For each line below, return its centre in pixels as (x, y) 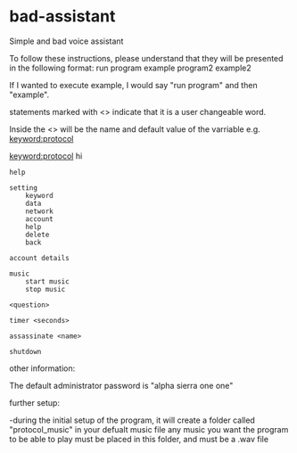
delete (37, 235)
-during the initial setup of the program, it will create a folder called (132, 420)
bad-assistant (62, 16)
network (39, 211)
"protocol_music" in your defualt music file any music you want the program (149, 429)
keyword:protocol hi (46, 156)
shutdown (25, 351)
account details (39, 258)
